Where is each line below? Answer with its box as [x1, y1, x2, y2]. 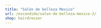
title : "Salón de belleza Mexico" [5, 7, 75, 12]
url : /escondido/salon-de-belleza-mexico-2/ [5, 11, 97, 16]
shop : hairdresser [5, 16, 42, 20]
